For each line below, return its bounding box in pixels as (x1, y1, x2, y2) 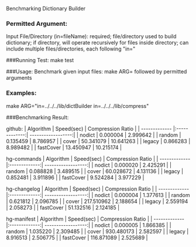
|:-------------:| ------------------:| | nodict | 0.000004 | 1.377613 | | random (6, 191, 190, 198)
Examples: (6, 89, 37, 97)
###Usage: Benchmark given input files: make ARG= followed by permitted (6, 68, 187, 75)
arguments (6, 75, 32, 82)
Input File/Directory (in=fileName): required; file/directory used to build (6, 33, 177, 40)
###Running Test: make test (6, 57, 74, 64)
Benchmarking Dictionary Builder (6, 5, 86, 12)
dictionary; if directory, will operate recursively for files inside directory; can (6, 39, 189, 46)
